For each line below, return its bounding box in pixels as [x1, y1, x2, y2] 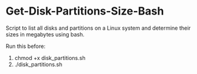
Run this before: [5, 42, 46, 50]
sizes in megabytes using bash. [5, 30, 85, 38]
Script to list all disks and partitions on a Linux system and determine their [5, 24, 191, 32]
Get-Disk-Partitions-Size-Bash [5, 4, 164, 18]
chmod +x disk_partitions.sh [14, 54, 86, 61]
